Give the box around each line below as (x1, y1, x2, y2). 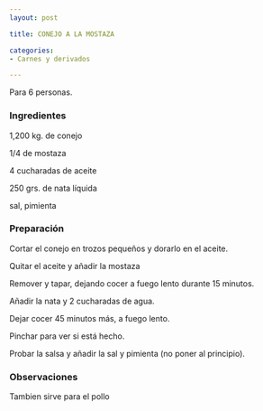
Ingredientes (9, 109, 67, 122)
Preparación (9, 222, 65, 235)
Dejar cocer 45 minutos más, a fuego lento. (9, 313, 170, 323)
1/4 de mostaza (9, 147, 67, 158)
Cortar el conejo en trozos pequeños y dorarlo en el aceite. (9, 243, 229, 254)
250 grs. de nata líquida (9, 182, 97, 193)
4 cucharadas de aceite (9, 164, 97, 176)
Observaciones (9, 370, 78, 383)
